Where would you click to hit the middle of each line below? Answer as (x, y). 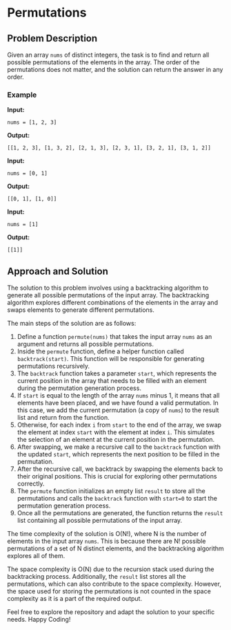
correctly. (31, 484)
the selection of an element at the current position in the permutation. (116, 440)
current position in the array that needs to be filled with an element (112, 381)
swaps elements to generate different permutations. (81, 310)
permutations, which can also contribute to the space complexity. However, (114, 584)
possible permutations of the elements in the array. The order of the (103, 62)
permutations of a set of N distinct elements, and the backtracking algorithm (115, 548)
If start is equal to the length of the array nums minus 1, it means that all (118, 396)
